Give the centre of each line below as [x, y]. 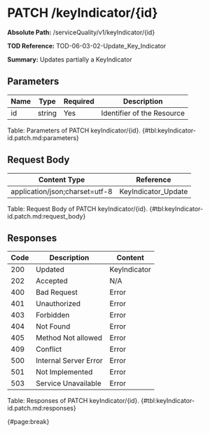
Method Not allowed [69, 338]
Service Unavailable [69, 383]
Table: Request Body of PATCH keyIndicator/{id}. [78, 209]
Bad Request [57, 292]
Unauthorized [58, 304]
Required [79, 101]
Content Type [62, 179]
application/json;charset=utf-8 [62, 191]
